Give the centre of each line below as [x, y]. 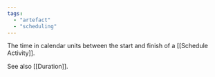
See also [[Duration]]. [38, 67]
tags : [15, 13]
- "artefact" [32, 20]
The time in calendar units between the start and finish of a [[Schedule [108, 46]
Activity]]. [21, 53]
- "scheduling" [35, 26]
